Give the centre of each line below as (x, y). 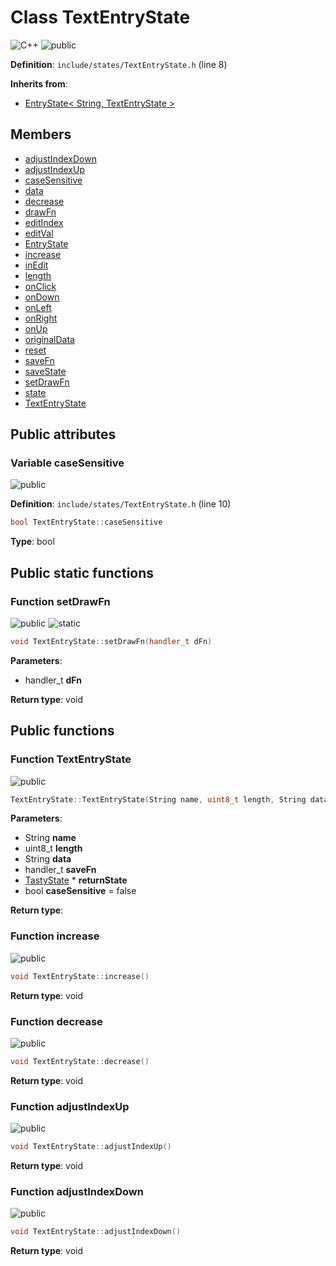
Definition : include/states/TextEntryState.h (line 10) (121, 504)
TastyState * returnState (76, 880)
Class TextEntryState (100, 17)
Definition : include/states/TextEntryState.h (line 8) (119, 64)
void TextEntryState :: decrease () (80, 1061)
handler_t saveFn (60, 870)
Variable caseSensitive (67, 463)
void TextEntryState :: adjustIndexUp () (91, 1147)
